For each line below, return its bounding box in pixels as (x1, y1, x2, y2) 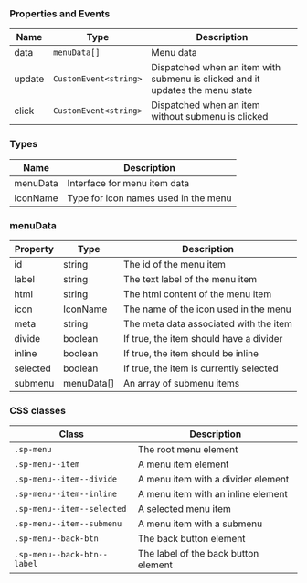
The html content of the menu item (122, 287, 272, 300)
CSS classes (9, 404, 67, 417)
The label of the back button (137, 547, 259, 560)
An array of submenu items (122, 376, 240, 389)
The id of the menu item (122, 258, 226, 270)
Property (14, 242, 55, 255)
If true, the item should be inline (122, 346, 259, 359)
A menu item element (137, 458, 229, 471)
